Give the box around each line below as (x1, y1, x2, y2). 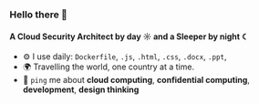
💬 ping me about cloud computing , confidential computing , (22, 75, 251, 86)
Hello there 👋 (9, 8, 68, 21)
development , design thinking (22, 84, 140, 95)
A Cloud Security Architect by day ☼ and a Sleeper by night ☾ (9, 31, 249, 42)
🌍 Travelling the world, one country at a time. (22, 61, 194, 72)
